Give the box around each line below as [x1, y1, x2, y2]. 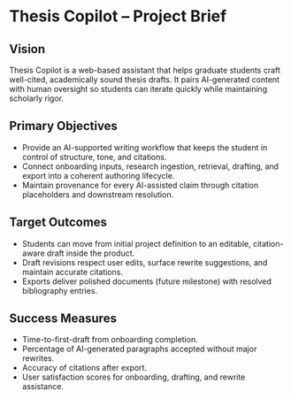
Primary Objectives [9, 119, 118, 134]
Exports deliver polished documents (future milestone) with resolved [21, 276, 272, 287]
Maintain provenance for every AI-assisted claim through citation [21, 180, 259, 190]
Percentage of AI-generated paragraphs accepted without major [21, 343, 257, 355]
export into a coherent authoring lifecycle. [21, 170, 175, 180]
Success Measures [9, 311, 118, 326]
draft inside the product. [47, 248, 135, 258]
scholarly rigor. [9, 93, 65, 104]
